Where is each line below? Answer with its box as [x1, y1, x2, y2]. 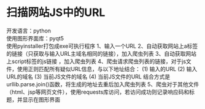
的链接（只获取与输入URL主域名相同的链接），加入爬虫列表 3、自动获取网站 [6, 50, 196, 57]
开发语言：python [6, 27, 51, 34]
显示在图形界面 [22, 96, 60, 103]
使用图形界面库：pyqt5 [6, 34, 64, 42]
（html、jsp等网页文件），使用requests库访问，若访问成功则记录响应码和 [6, 88, 190, 96]
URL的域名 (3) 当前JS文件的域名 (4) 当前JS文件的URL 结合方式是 [6, 73, 171, 80]
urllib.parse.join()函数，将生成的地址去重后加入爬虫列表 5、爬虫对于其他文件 [6, 80, 199, 88]
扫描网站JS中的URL [6, 6, 106, 20]
